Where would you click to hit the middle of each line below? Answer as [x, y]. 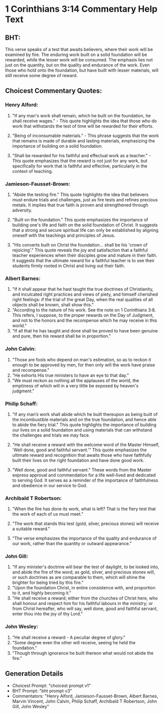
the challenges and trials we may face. [51, 435]
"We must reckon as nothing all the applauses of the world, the [76, 380]
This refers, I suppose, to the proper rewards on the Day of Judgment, [83, 315]
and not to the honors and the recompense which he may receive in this [85, 321]
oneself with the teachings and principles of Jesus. [64, 235]
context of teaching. [32, 171]
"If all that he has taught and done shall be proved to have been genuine [85, 331]
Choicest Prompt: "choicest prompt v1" [51, 686]
